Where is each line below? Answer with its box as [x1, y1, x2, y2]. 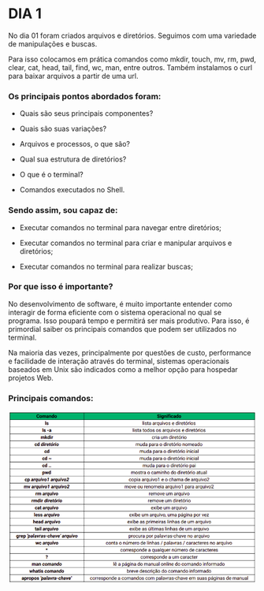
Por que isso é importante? [8, 281, 113, 292]
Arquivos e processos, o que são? [19, 139, 130, 149]
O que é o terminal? [19, 170, 84, 180]
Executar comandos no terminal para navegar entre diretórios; [19, 222, 222, 232]
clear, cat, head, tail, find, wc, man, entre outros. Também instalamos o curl [8, 62, 253, 72]
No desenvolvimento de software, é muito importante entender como [8, 299, 232, 308]
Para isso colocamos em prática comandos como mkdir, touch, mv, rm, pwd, [8, 54, 257, 64]
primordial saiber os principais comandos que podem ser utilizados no [8, 324, 237, 333]
